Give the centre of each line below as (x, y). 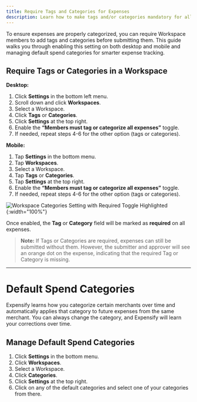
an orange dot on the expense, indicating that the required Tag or (99, 253)
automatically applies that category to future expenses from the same (90, 311)
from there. (28, 394)
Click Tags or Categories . (46, 115)
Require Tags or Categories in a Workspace (87, 71)
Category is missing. (45, 260)
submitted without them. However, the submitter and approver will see (105, 247)
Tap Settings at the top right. (50, 182)
